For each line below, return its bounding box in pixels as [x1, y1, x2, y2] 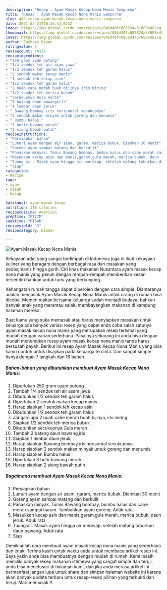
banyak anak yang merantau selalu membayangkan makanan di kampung [5, 302, 156, 308]
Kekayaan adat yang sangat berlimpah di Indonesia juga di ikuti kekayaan [5, 256, 155, 262]
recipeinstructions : [5, 132, 49, 137]
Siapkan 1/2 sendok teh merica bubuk [12, 420, 90, 426]
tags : [5, 178, 17, 183]
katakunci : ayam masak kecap [5, 200, 66, 206]
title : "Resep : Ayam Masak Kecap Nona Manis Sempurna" [5, 12, 123, 17]
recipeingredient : [5, 53, 44, 58]
